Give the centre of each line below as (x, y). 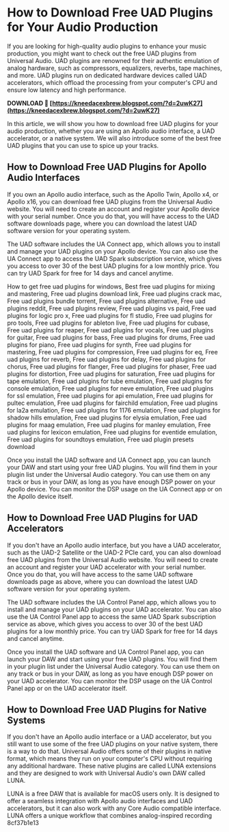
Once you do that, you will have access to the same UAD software (100, 574)
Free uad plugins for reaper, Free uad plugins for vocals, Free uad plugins (110, 330)
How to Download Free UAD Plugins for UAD (103, 518)
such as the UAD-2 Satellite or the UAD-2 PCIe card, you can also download (114, 552)
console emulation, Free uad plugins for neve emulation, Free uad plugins (110, 388)
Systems (26, 720)
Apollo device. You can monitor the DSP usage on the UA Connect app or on (114, 489)
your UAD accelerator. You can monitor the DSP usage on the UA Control (110, 681)
